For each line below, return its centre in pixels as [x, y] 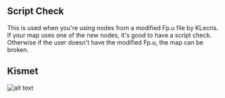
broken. [18, 49]
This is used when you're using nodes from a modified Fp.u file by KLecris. [113, 27]
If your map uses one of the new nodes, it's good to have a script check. [109, 35]
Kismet [23, 71]
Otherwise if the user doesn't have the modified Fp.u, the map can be [105, 42]
